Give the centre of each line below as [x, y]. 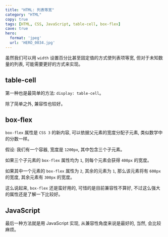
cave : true [17, 29]
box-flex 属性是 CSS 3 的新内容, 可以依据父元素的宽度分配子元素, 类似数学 [82, 133]
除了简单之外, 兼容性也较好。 [35, 103]
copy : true [17, 19]
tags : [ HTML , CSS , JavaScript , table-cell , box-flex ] [63, 24]
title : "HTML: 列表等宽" [30, 10]
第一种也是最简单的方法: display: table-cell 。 [55, 93]
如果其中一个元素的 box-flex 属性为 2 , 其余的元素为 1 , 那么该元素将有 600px [83, 171]
